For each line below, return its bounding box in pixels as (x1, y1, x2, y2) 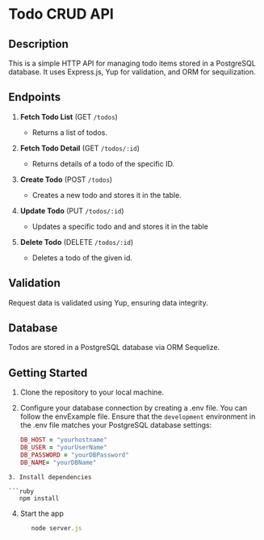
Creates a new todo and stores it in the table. (31, 190, 182, 200)
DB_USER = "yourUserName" (19, 444, 107, 452)
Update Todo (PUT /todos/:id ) (19, 205, 124, 215)
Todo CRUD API (8, 5, 115, 23)
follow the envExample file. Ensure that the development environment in (19, 411, 256, 421)
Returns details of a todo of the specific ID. (31, 158, 175, 168)
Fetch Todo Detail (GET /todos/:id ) (19, 143, 140, 153)
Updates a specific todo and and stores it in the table (31, 221, 208, 231)
